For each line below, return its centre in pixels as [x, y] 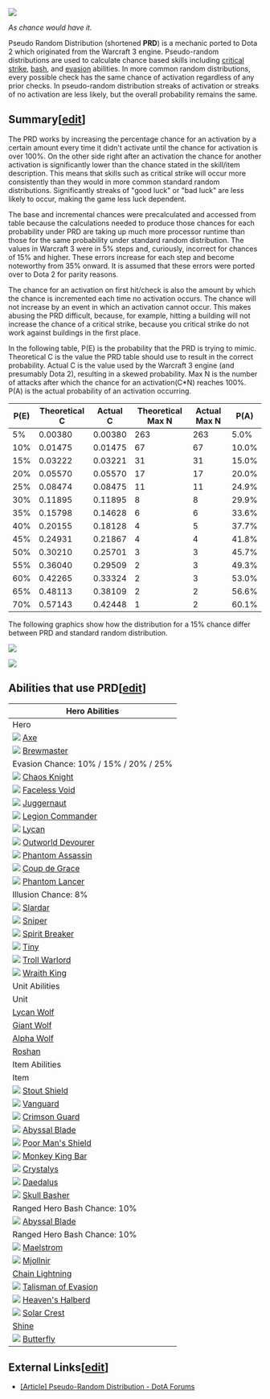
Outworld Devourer [59, 842]
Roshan [27, 1051]
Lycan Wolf [33, 1012]
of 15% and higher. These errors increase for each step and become [121, 257]
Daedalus [41, 1182]
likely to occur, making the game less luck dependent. [98, 199]
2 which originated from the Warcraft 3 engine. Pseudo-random [114, 51]
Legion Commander [60, 816]
